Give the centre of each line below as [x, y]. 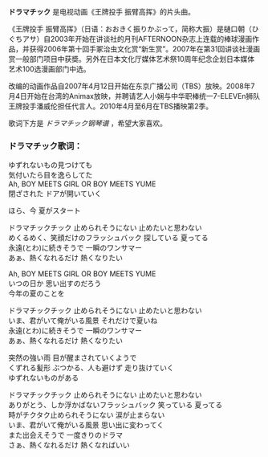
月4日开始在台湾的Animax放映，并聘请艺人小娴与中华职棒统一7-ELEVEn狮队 [134, 96]
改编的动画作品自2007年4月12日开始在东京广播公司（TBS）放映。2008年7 [132, 86]
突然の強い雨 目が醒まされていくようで [73, 358]
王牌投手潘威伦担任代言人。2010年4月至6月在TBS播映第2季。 [111, 106]
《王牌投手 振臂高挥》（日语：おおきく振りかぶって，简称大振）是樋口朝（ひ [134, 29]
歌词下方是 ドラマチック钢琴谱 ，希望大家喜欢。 [87, 123]
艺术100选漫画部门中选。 [49, 69]
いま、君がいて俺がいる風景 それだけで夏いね [83, 320]
